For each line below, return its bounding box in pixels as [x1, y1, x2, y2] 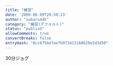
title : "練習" [5, 7, 34, 13]
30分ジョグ [5, 55, 29, 61]
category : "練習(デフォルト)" [5, 21, 64, 27]
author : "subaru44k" [5, 17, 50, 22]
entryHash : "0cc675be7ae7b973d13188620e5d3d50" [5, 41, 109, 46]
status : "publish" [5, 26, 44, 31]
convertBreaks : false [5, 36, 52, 41]
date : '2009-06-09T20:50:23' [5, 12, 67, 17]
